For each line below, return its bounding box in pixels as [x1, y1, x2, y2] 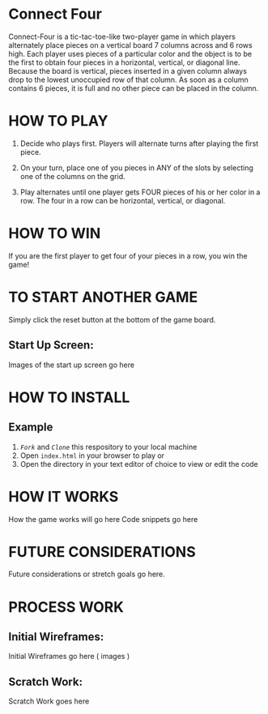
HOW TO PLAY [8, 112, 108, 130]
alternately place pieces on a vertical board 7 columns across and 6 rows [8, 40, 253, 49]
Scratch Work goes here [8, 696, 90, 706]
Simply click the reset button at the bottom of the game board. [8, 314, 216, 324]
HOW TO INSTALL [8, 388, 130, 406]
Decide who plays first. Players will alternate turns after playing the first [19, 139, 259, 148]
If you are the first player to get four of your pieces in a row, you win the [8, 250, 248, 260]
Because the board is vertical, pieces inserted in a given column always [8, 66, 247, 75]
